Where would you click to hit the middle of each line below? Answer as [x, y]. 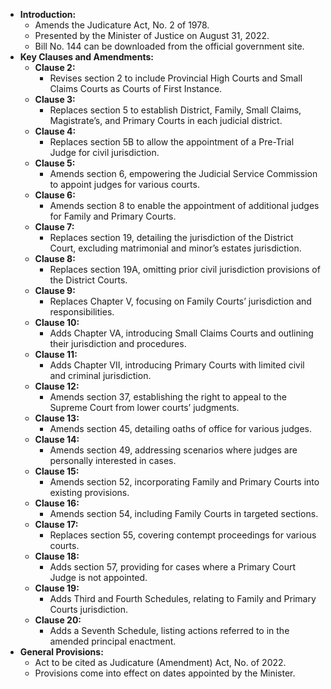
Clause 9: [55, 290]
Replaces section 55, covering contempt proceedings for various [183, 535]
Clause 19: [57, 588]
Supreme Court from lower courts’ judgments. [144, 407]
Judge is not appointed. [98, 577]
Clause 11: [56, 354]
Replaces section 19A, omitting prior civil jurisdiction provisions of [185, 269]
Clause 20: [58, 620]
